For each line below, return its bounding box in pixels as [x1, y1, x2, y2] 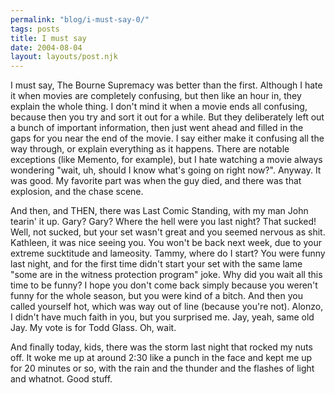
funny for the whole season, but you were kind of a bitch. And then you [10, 290, 303, 302]
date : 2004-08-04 [10, 42, 83, 53]
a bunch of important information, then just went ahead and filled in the [10, 122, 304, 134]
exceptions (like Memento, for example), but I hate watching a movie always [10, 154, 323, 166]
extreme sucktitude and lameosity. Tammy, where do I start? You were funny [10, 247, 326, 260]
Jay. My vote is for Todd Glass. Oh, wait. [10, 322, 177, 334]
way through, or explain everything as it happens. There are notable [10, 143, 290, 155]
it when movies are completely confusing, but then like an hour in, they [10, 90, 302, 102]
